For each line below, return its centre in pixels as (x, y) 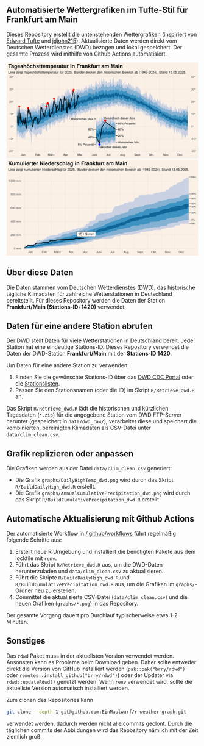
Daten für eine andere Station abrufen (80, 326)
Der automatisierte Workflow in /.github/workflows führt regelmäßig (91, 534)
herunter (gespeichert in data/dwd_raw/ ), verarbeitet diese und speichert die (101, 421)
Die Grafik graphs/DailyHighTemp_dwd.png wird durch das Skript (94, 480)
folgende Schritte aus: (34, 540)
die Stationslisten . (37, 384)
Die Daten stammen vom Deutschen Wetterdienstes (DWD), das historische (101, 287)
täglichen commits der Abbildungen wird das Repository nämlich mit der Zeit (102, 730)
